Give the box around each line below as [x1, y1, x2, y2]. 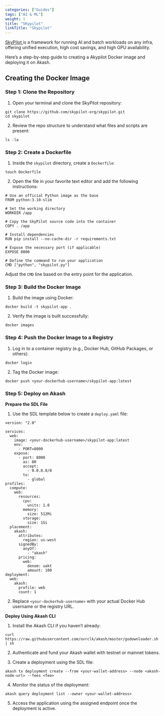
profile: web [18, 585, 46, 590]
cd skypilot [5, 113, 30, 119]
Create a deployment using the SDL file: [12, 660, 94, 665]
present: [12, 127, 30, 134]
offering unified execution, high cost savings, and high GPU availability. [5, 45, 150, 51]
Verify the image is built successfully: [12, 313, 89, 319]
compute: [9, 486, 28, 491]
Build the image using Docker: [12, 295, 74, 301]
